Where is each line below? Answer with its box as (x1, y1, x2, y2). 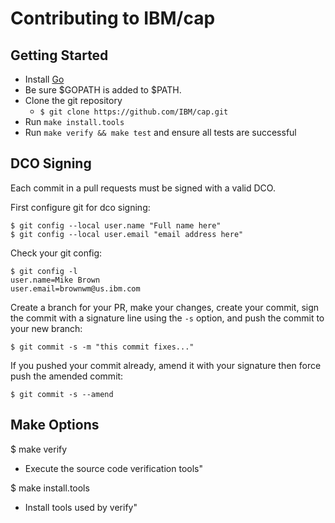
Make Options (10, 417, 100, 434)
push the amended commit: (10, 370, 124, 382)
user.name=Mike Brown (10, 275, 101, 285)
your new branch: (10, 322, 83, 334)
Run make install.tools (24, 116, 125, 127)
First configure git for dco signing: (10, 201, 151, 213)
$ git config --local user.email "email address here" (10, 229, 244, 239)
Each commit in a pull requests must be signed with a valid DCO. (10, 182, 276, 194)
